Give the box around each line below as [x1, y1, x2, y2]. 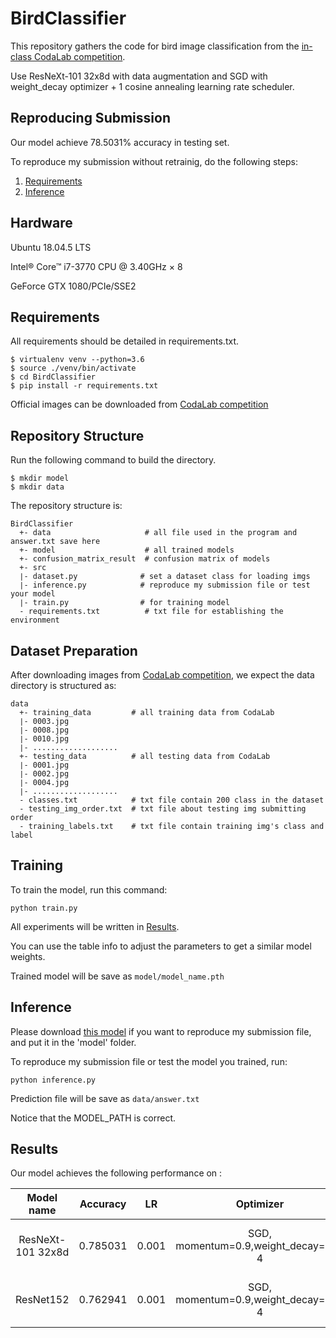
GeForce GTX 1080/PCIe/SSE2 [10, 280, 137, 292]
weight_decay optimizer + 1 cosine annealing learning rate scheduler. [10, 80, 295, 92]
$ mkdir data [10, 482, 65, 492]
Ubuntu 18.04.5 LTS [10, 241, 92, 253]
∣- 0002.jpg [19, 769, 70, 779]
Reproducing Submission [10, 110, 171, 127]
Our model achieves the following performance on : [10, 1167, 223, 1179]
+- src [19, 563, 47, 573]
